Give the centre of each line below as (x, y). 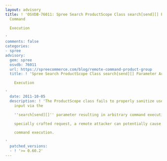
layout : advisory (23, 10)
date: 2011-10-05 (28, 96)
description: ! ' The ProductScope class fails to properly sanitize (82, 101)
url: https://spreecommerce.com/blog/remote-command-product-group (81, 69)
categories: (17, 46)
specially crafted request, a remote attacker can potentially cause (88, 124)
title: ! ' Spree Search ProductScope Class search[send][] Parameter (83, 74)
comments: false (22, 42)
